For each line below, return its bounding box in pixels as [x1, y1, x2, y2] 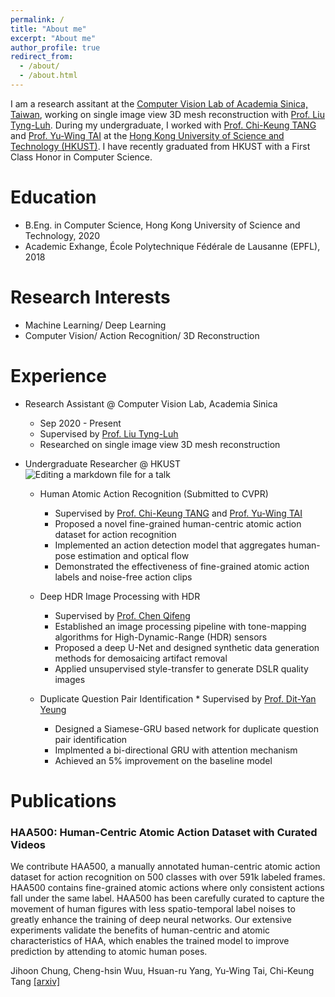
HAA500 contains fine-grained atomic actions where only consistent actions [10, 882, 325, 894]
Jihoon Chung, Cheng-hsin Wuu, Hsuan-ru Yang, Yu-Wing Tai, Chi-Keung [10, 965, 315, 977]
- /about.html [19, 71, 78, 81]
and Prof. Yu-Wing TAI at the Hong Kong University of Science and [10, 129, 285, 141]
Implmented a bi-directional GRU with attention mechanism [54, 744, 298, 756]
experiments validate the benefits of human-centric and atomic [10, 924, 271, 936]
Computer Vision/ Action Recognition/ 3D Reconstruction [24, 329, 260, 341]
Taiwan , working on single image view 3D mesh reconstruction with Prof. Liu [10, 108, 325, 120]
